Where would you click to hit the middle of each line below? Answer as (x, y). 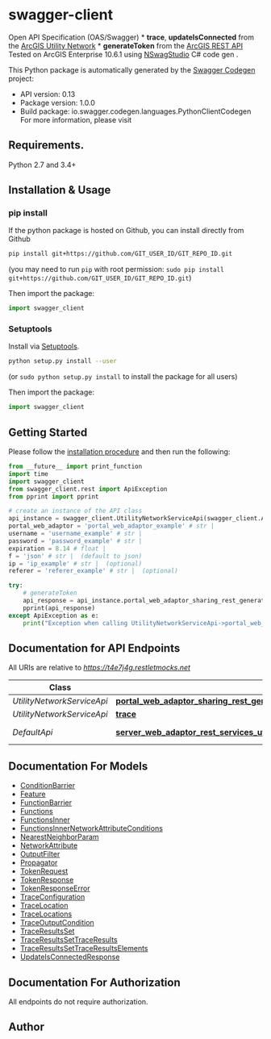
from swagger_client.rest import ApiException (88, 489)
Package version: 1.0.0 (57, 102)
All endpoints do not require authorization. (78, 1001)
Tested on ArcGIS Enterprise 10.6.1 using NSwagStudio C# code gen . (123, 54)
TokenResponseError (55, 888)
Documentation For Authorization (94, 982)
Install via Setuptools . (44, 346)
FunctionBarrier (46, 803)
